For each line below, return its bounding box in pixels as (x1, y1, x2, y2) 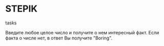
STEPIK (5, 3, 37, 15)
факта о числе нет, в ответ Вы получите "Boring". (5, 35, 113, 41)
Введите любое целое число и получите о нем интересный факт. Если (5, 29, 159, 35)
